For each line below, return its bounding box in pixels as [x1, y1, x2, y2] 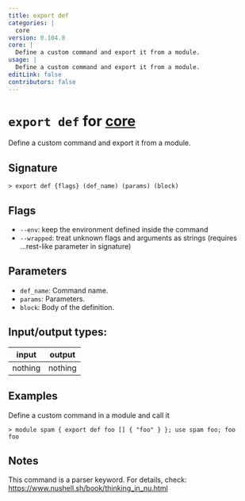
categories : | [8, 19, 56, 27]
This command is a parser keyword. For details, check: [8, 475, 187, 484]
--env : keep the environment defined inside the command [19, 225, 209, 235]
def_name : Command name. [19, 285, 109, 295]
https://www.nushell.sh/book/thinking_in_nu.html [8, 484, 168, 493]
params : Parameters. [19, 294, 86, 304]
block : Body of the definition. [19, 302, 115, 312]
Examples [8, 389, 58, 403]
